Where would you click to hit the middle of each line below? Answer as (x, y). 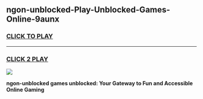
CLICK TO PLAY (30, 37)
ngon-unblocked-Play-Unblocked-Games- (88, 10)
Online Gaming (25, 89)
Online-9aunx (33, 19)
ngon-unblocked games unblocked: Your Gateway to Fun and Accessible (100, 83)
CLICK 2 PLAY (27, 59)
